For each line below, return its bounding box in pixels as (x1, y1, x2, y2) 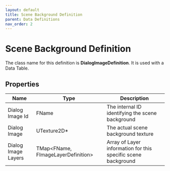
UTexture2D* (36, 127, 68, 134)
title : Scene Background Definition (5, 12, 82, 17)
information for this (106, 145, 152, 152)
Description (120, 95, 149, 101)
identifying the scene (106, 109, 157, 117)
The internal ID (106, 103, 142, 110)
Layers (8, 154, 24, 161)
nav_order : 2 (5, 21, 33, 27)
